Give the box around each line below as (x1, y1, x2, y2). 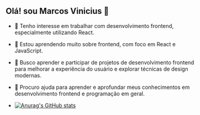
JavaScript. (14, 47, 44, 54)
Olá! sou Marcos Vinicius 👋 (5, 6, 110, 16)
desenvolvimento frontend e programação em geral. (14, 89, 145, 97)
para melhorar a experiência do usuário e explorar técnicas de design (14, 65, 188, 72)
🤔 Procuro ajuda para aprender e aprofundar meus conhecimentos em (14, 83, 190, 91)
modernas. (14, 71, 42, 79)
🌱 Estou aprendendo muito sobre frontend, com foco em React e (14, 40, 176, 47)
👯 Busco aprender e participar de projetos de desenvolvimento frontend (14, 58, 195, 66)
